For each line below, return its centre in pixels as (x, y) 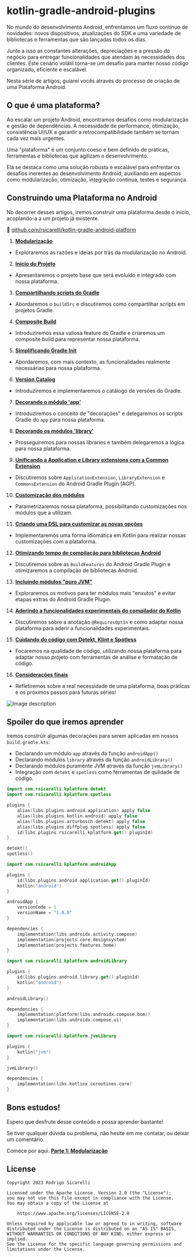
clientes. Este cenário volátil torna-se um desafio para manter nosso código (98, 63)
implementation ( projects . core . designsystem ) (72, 940)
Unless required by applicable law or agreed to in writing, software (94, 1224)
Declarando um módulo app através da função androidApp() (87, 753)
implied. (17, 1239)
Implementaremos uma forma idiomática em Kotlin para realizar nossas (100, 535)
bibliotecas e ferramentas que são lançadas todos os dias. (77, 39)
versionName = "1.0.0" (45, 913)
